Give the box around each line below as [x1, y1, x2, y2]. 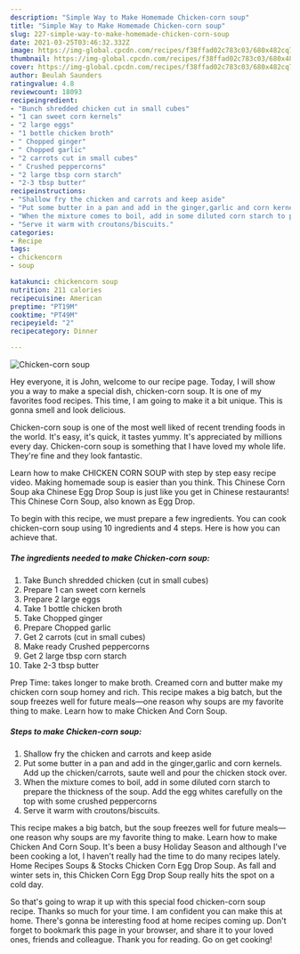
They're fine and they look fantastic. [10, 450, 143, 461]
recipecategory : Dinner [10, 327, 99, 336]
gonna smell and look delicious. [10, 405, 126, 415]
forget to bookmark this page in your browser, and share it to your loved [10, 925, 274, 935]
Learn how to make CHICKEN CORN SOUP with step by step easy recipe [10, 468, 277, 478]
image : [10, 46, 35, 55]
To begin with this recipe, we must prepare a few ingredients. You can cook [10, 513, 288, 523]
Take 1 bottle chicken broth [22, 602, 123, 614]
